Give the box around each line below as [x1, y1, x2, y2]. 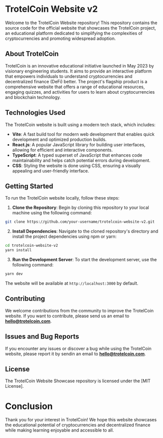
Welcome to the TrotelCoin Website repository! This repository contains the [5, 20, 158, 26]
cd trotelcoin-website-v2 [5, 243, 58, 248]
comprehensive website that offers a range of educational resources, [5, 84, 145, 90]
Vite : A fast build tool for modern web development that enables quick [12, 131, 155, 137]
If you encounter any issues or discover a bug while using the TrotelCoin [5, 345, 152, 351]
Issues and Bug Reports [5, 333, 80, 341]
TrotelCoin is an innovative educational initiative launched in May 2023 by [5, 63, 154, 68]
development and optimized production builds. [12, 136, 107, 142]
